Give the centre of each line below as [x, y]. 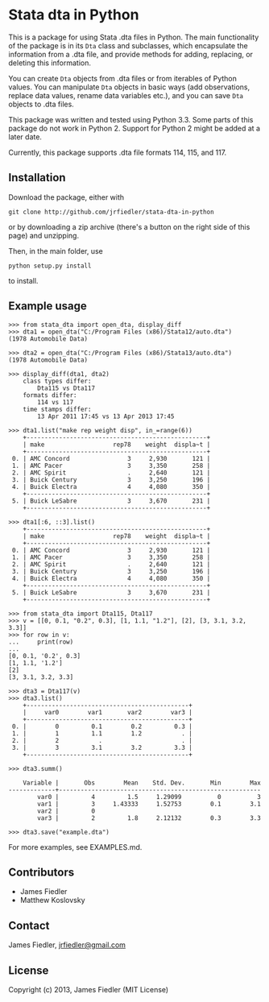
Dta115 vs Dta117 [66, 388]
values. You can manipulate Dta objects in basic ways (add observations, [129, 87]
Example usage [48, 306]
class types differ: [57, 381]
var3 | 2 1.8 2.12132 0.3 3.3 [149, 818]
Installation [37, 178]
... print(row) [41, 642]
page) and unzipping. [43, 235]
